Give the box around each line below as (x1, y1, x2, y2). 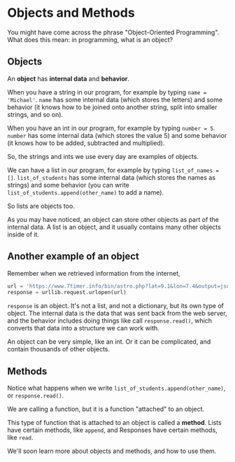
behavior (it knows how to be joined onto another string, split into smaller (7, 103, 218, 111)
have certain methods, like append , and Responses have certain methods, (7, 426, 218, 435)
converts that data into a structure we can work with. (7, 324, 159, 332)
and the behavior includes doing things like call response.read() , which (7, 316, 212, 325)
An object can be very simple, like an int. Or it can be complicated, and (7, 337, 211, 346)
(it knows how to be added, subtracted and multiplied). (7, 139, 165, 147)
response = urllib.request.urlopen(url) (7, 289, 127, 296)
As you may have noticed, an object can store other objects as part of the (7, 215, 219, 223)
